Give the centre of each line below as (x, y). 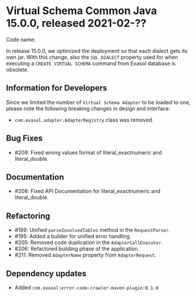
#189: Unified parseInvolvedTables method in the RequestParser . (92, 230)
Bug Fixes (24, 138)
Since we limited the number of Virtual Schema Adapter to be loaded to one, (98, 102)
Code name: (21, 39)
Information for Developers (57, 88)
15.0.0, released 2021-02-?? (76, 23)
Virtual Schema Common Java (82, 11)
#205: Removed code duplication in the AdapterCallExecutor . (89, 242)
